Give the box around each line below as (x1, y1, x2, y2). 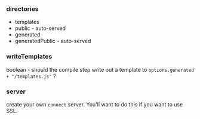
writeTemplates (6, 53, 53, 61)
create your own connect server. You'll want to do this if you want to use (6, 100, 183, 108)
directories (6, 5, 39, 13)
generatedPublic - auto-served (14, 38, 91, 45)
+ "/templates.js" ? (6, 72, 56, 80)
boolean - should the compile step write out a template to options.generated (6, 66, 194, 73)
